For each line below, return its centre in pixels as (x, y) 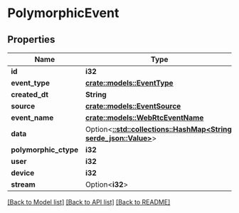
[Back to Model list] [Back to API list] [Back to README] (89, 202)
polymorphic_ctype (45, 150)
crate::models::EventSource (133, 106)
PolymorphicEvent (63, 13)
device (23, 173)
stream (23, 185)
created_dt (30, 94)
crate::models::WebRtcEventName (144, 118)
